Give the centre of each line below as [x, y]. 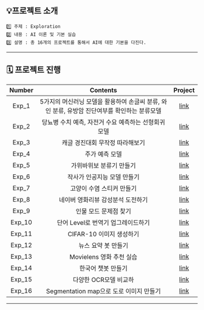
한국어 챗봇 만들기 [103, 268]
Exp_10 [21, 222]
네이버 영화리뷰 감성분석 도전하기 [103, 200]
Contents [103, 90]
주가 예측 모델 [104, 154]
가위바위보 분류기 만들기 [103, 165]
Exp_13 [21, 256]
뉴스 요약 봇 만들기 [104, 245]
